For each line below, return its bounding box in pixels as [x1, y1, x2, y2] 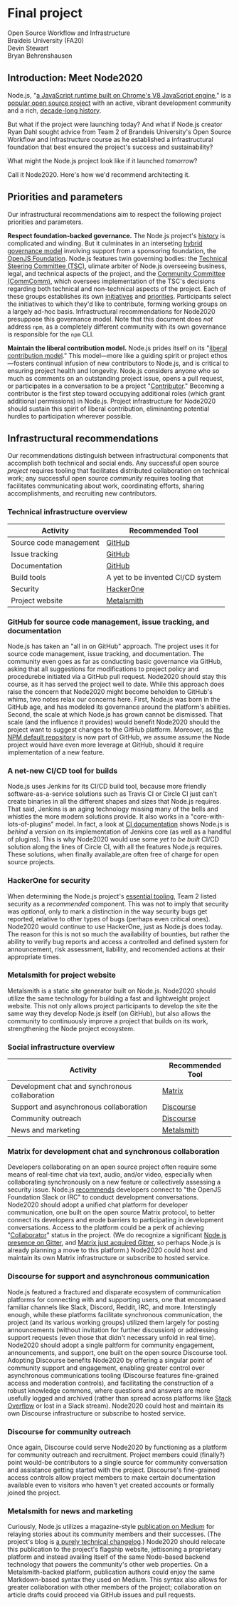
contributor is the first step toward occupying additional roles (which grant [7, 389, 225, 397]
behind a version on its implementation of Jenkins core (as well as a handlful [7, 827, 232, 836]
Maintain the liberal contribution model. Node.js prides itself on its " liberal [7, 344, 228, 352]
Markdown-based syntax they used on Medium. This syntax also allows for [7, 1575, 228, 1584]
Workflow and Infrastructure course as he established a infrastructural [7, 135, 213, 143]
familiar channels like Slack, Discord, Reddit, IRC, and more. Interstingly [7, 1303, 217, 1311]
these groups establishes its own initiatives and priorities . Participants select [7, 292, 231, 300]
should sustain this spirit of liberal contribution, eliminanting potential [7, 404, 210, 413]
